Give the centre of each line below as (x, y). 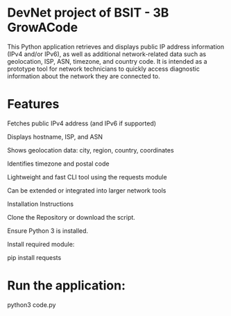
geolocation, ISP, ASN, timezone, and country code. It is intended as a (107, 61)
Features (33, 104)
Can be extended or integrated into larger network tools (87, 190)
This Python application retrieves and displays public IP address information (116, 46)
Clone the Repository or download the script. (71, 217)
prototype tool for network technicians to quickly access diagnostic (103, 69)
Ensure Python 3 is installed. (48, 231)
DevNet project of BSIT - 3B (88, 13)
